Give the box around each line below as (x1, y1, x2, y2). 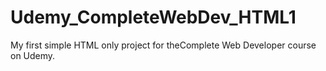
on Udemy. (10, 49, 56, 61)
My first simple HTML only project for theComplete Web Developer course (10, 39, 317, 51)
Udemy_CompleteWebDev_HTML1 (10, 6, 297, 29)
